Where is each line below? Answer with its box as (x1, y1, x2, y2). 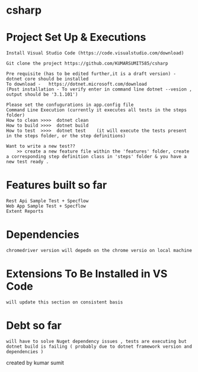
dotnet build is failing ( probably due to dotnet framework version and (6, 344, 193, 350)
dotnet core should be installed (6, 76, 89, 82)
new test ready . (6, 159, 49, 165)
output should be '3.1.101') (6, 92, 78, 98)
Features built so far (6, 179, 107, 192)
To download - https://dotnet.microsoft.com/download (6, 81, 147, 88)
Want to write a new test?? (6, 143, 76, 150)
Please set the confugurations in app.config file (6, 102, 134, 108)
